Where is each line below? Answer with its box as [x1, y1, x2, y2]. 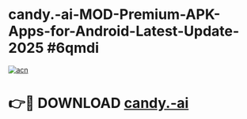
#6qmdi [47, 39, 99, 57]
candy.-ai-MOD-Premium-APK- [8, 6, 221, 24]
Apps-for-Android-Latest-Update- [8, 22, 240, 40]
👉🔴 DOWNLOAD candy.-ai [8, 95, 189, 112]
